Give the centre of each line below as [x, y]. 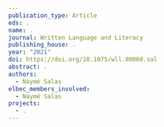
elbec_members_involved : [49, 89]
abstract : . [28, 67]
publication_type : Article [53, 15]
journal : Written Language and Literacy [76, 37]
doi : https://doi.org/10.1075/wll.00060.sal [83, 60]
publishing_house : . [42, 45]
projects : [25, 103]
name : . [21, 30]
